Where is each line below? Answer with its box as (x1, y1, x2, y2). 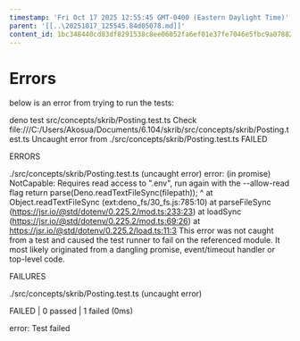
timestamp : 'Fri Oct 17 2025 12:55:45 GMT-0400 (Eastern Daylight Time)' (9, 12, 290, 22)
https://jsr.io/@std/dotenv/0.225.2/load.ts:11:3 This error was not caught (9, 225, 274, 237)
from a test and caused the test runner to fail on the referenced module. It (9, 235, 280, 245)
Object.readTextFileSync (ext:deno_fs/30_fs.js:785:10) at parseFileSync (9, 197, 271, 208)
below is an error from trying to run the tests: (9, 97, 175, 108)
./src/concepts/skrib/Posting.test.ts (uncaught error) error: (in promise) (9, 169, 271, 179)
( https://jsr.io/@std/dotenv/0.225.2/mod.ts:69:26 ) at (9, 216, 201, 227)
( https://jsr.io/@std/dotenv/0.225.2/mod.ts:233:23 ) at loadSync (9, 206, 242, 217)
